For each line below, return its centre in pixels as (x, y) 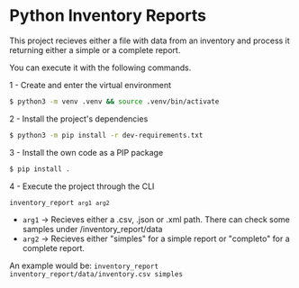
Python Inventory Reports (108, 16)
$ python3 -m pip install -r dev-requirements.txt (106, 135)
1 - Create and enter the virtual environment (91, 85)
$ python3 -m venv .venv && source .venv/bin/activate (114, 101)
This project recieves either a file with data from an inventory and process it (149, 40)
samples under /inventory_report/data (92, 229)
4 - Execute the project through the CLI (82, 186)
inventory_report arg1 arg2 (59, 202)
